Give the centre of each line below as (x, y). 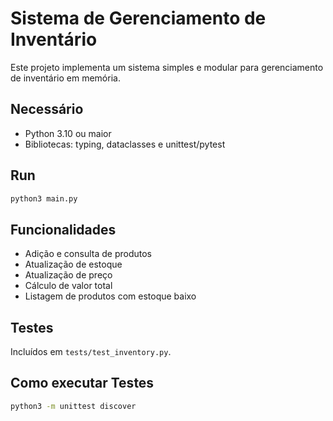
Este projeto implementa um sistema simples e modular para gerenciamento (167, 67)
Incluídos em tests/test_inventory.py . (91, 352)
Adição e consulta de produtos (88, 254)
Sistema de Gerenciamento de (138, 18)
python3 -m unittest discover (73, 406)
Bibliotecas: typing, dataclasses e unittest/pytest (125, 144)
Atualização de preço (68, 275)
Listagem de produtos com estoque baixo (110, 296)
